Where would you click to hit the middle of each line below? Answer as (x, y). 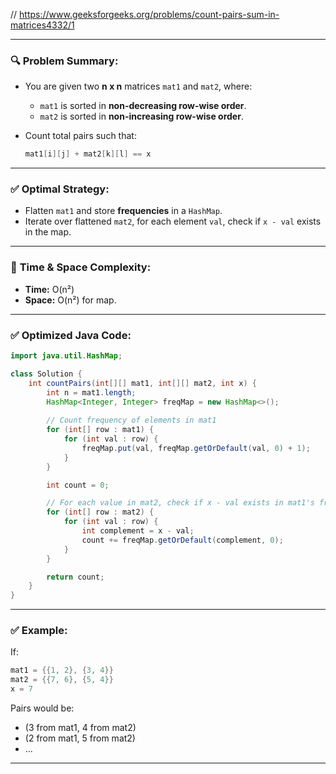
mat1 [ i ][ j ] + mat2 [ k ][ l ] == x (88, 154)
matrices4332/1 (42, 25)
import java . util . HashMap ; (66, 356)
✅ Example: (39, 631)
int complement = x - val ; (138, 531)
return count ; (75, 577)
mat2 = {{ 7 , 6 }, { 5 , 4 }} (62, 680)
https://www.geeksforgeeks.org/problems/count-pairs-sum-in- (149, 14)
